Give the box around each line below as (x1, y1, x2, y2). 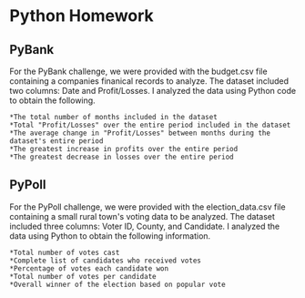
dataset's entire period (9, 137, 104, 146)
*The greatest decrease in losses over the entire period (9, 152, 234, 161)
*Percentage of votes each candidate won (9, 263, 169, 273)
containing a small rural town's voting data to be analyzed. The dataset (9, 211, 276, 221)
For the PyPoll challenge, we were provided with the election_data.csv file (9, 201, 286, 212)
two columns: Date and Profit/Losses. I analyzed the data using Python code (9, 86, 297, 96)
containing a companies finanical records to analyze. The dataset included (9, 76, 290, 87)
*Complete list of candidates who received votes (9, 256, 202, 265)
